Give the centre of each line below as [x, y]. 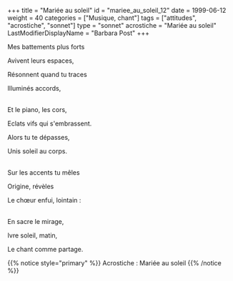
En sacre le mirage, [36, 221]
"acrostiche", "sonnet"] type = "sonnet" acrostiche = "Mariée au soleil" [112, 25]
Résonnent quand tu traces [47, 75]
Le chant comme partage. [45, 249]
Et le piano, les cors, [37, 109]
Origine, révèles [31, 186]
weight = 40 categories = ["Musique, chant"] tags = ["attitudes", [102, 18]
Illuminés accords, [34, 88]
